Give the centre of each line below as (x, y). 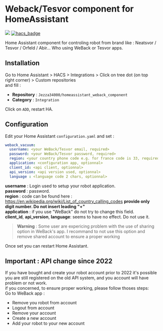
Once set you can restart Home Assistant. (47, 246)
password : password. (27, 191)
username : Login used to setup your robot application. (60, 186)
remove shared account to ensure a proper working (68, 236)
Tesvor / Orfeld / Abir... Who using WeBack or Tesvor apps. (64, 48)
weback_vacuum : (20, 145)
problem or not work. (26, 283)
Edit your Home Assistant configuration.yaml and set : (60, 136)
